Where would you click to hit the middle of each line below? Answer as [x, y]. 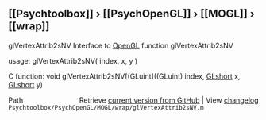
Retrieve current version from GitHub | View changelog [169, 100]
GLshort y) [26, 84]
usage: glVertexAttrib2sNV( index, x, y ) [73, 60]
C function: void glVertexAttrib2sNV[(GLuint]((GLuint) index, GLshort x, [124, 76]
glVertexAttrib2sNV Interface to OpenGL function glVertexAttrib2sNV [121, 45]
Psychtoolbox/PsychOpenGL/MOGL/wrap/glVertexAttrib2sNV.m [106, 107]
